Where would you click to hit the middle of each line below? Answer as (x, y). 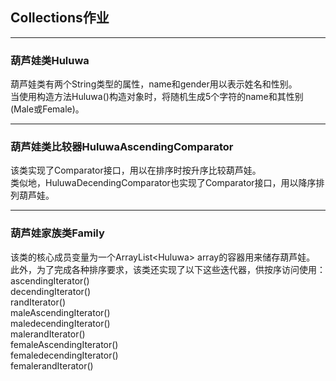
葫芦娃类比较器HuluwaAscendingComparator (122, 147)
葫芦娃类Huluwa (50, 60)
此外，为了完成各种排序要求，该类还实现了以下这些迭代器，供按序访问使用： (168, 269)
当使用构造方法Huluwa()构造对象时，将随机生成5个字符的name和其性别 (157, 97)
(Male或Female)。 (47, 109)
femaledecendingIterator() (64, 355)
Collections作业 (60, 18)
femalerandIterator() (52, 365)
